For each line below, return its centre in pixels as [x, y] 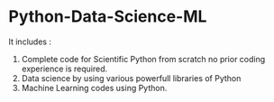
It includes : [30, 42]
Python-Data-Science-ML [108, 17]
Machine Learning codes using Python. [94, 88]
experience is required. [64, 69]
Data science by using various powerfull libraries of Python [131, 78]
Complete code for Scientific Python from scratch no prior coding [143, 59]
